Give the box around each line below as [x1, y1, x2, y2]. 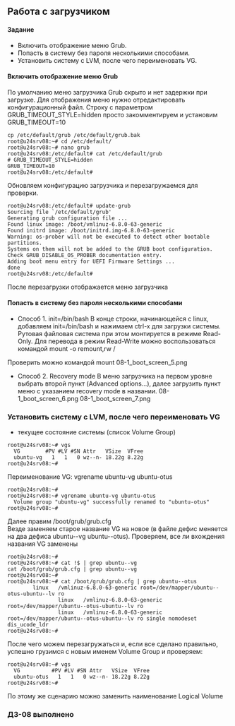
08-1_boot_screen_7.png [80, 395, 151, 403]
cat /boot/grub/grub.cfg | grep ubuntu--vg [7, 566, 138, 573]
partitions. [7, 239, 42, 246]
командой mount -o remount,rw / [17, 345, 116, 352]
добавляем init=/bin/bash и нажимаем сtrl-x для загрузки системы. [17, 322, 221, 331]
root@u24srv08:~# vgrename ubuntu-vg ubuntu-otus [7, 492, 157, 500]
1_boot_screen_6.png [17, 395, 79, 403]
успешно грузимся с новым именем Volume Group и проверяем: [7, 648, 203, 656]
